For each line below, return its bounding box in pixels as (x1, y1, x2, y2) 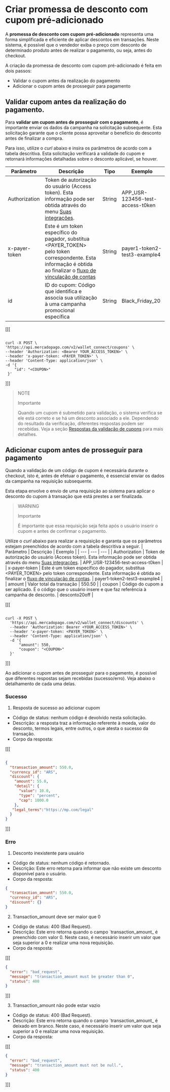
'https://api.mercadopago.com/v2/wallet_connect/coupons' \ (5, 344, 135, 350)
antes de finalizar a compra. (5, 135, 64, 141)
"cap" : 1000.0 (18, 798, 49, 803)
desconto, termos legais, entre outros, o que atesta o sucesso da (12, 725, 148, 731)
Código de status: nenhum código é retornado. (12, 860, 110, 866)
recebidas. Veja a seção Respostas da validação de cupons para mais (17, 425, 163, 432)
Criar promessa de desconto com (5, 4, 148, 15)
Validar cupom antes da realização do (5, 98, 126, 106)
